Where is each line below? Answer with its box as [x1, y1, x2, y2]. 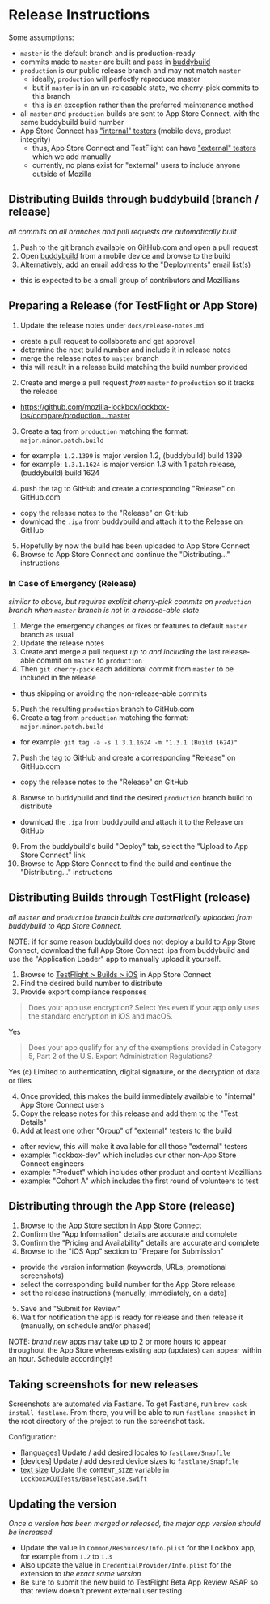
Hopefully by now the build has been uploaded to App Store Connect [19, 541, 251, 551]
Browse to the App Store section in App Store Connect [19, 1220, 202, 1230]
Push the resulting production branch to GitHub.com [19, 704, 195, 714]
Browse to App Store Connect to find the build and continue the [19, 858, 232, 868]
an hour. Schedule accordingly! [8, 1354, 112, 1364]
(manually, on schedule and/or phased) [19, 1321, 151, 1331]
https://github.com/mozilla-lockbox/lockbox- [19, 401, 170, 411]
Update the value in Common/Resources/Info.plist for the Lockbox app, [19, 1543, 256, 1553]
